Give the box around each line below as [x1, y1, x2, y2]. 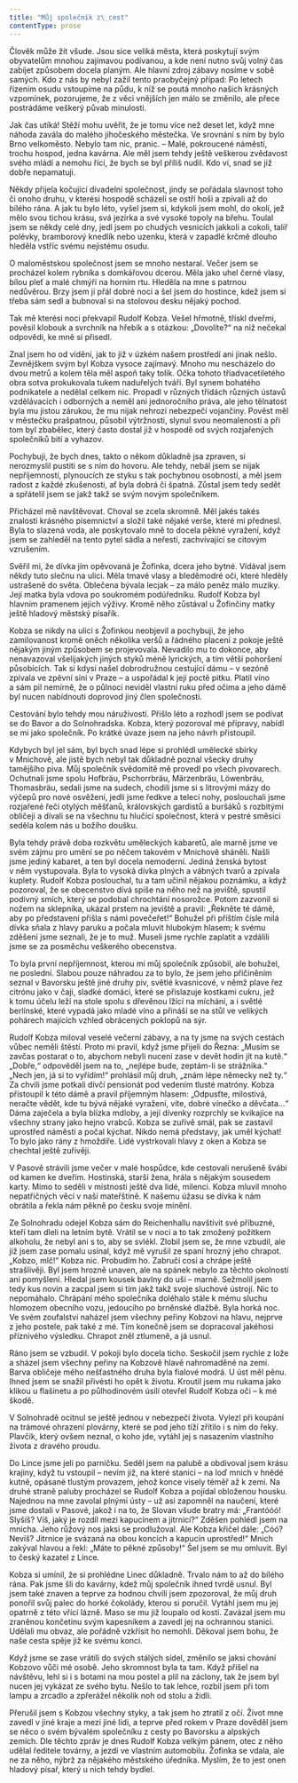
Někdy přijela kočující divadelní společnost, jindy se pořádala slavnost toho [9, 184, 284, 194]
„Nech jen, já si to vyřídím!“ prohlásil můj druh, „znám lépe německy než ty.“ [9, 1069, 287, 1080]
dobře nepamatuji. [9, 166, 76, 178]
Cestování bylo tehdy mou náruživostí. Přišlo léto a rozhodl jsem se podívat [9, 708, 284, 719]
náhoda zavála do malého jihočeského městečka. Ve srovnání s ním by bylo [9, 129, 286, 139]
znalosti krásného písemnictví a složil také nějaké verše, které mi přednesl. [9, 515, 282, 526]
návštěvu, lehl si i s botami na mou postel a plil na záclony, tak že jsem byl [9, 1671, 279, 1682]
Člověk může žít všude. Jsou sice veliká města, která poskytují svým [9, 45, 260, 56]
